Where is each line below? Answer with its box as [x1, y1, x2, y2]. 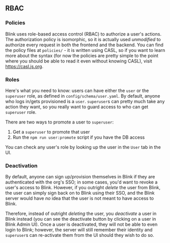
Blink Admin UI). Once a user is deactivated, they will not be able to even [5, 221, 158, 228]
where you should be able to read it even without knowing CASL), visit [5, 58, 153, 64]
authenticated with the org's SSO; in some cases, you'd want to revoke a [5, 179, 158, 185]
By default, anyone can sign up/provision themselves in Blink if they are [5, 174, 155, 180]
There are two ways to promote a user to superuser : [5, 119, 114, 125]
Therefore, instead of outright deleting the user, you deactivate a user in [5, 210, 157, 217]
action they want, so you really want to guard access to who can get [5, 104, 149, 110]
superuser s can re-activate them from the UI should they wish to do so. [5, 232, 154, 238]
